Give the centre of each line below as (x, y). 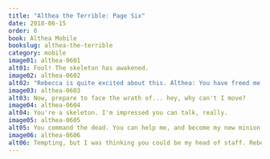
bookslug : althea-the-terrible (61, 46)
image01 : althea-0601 (45, 61)
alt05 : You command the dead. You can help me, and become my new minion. (136, 128)
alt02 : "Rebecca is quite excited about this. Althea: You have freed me (135, 83)
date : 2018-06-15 (37, 23)
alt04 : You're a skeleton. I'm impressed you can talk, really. (118, 113)
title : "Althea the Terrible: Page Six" (77, 16)
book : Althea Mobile (43, 38)
